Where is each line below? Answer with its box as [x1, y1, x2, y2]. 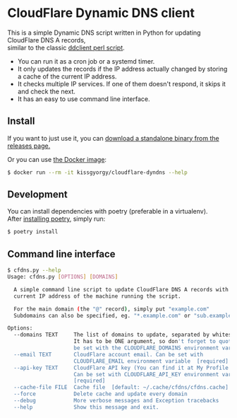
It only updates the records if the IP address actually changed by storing [17, 64, 228, 73]
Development [7, 189, 68, 201]
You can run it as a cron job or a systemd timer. [17, 57, 155, 65]
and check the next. [17, 87, 76, 95]
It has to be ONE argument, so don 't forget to [73, 338, 217, 345]
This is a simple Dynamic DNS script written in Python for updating [7, 28, 201, 37]
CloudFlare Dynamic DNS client [7, 5, 195, 21]
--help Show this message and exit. [13, 403, 159, 411]
